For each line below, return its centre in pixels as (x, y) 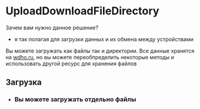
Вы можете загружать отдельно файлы (75, 99)
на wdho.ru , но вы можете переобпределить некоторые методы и (90, 57)
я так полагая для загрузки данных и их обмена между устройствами (104, 39)
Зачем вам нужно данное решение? (52, 28)
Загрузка (24, 82)
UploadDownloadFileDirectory (83, 11)
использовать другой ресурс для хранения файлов (71, 63)
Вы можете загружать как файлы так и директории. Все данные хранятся (100, 51)
